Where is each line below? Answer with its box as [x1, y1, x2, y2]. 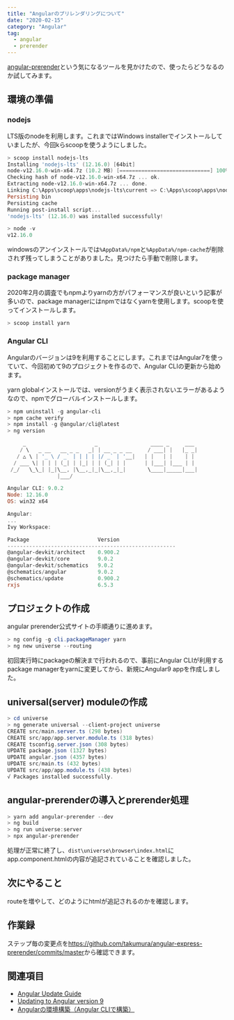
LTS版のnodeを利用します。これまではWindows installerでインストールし [7, 132, 217, 140]
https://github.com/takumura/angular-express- [68, 939, 203, 947]
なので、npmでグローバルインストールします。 [7, 394, 141, 402]
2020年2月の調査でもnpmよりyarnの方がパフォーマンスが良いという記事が [7, 289, 223, 297]
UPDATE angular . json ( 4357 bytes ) [7, 754, 108, 761]
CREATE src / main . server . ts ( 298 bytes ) [7, 728, 123, 735]
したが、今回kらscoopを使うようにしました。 [19, 140, 151, 149]
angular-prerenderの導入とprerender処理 [7, 794, 189, 806]
